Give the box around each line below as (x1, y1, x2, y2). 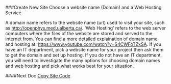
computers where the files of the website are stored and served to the (5, 31, 153, 36)
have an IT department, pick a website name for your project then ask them (5, 47, 164, 52)
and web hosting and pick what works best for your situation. (5, 63, 134, 69)
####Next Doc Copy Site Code (5, 73, 70, 78)
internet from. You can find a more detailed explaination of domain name (5, 36, 158, 42)
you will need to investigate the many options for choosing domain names (5, 58, 160, 63)
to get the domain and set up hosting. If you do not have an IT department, (5, 52, 162, 58)
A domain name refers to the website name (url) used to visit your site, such (5, 20, 165, 25)
